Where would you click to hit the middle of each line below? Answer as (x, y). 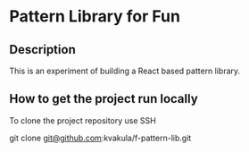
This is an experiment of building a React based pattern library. (125, 71)
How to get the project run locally (104, 99)
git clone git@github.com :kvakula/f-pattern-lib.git (100, 138)
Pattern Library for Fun (95, 17)
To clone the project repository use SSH (83, 120)
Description (42, 50)
